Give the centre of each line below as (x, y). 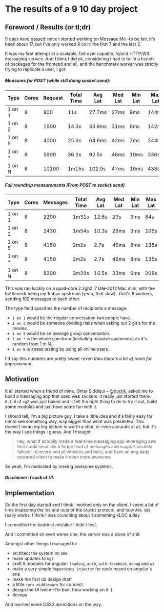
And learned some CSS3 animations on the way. (53, 605)
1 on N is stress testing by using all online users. (61, 349)
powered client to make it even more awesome (64, 457)
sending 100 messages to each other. (43, 299)
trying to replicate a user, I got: (36, 69)
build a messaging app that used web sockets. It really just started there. (78, 396)
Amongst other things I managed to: (41, 544)
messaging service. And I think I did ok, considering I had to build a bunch (79, 59)
